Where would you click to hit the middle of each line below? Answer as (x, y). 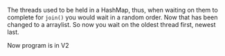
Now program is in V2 (38, 45)
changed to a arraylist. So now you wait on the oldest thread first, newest (111, 25)
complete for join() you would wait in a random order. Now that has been (112, 17)
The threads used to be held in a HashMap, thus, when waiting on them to (112, 10)
